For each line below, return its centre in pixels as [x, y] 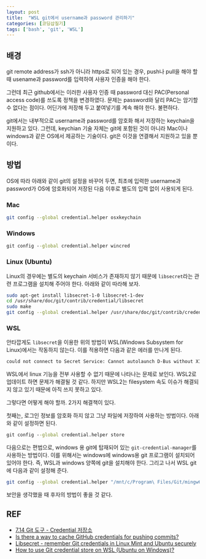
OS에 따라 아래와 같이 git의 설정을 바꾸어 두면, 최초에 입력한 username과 [93, 181]
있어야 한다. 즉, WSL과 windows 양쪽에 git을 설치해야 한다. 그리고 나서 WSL [97, 463]
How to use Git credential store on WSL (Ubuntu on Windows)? [95, 550]
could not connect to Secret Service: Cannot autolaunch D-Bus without [100, 362]
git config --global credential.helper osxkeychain [74, 218]
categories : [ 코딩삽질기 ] [36, 23]
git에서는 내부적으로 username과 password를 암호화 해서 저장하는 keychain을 [101, 121]
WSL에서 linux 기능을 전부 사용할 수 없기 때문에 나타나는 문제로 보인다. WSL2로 [102, 374]
